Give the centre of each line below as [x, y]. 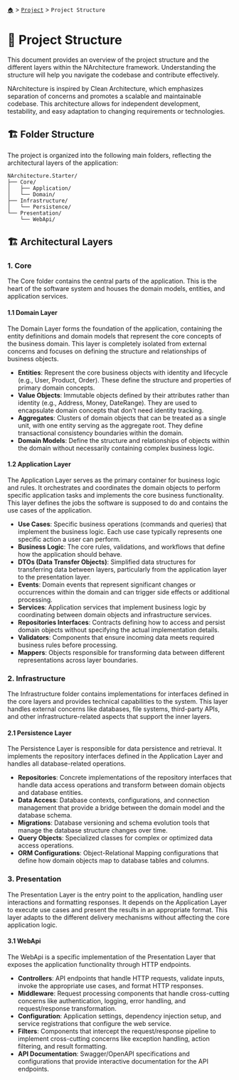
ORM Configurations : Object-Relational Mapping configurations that [118, 853]
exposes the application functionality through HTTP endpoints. [99, 964]
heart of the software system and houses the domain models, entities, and [116, 289]
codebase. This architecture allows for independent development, [104, 103]
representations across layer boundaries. [78, 660]
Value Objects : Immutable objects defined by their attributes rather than [123, 395]
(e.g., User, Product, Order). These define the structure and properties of [124, 380]
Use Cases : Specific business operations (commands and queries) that [122, 524]
